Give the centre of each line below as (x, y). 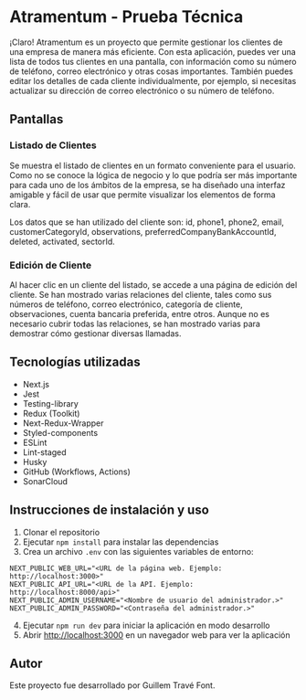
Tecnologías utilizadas (75, 362)
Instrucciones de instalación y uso (110, 510)
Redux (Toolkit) (51, 413)
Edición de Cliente (51, 265)
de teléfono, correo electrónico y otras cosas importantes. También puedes (152, 71)
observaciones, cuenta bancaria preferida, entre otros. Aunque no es (139, 313)
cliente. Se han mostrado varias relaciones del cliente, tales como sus (141, 294)
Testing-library (51, 403)
